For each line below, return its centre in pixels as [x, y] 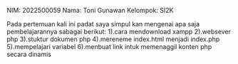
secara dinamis [29, 54]
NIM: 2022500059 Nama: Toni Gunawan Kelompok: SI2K [90, 10]
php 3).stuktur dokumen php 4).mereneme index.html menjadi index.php [113, 39]
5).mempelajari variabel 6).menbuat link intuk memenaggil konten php [109, 47]
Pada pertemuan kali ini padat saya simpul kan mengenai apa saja [103, 24]
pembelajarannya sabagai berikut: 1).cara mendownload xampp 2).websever [119, 32]
